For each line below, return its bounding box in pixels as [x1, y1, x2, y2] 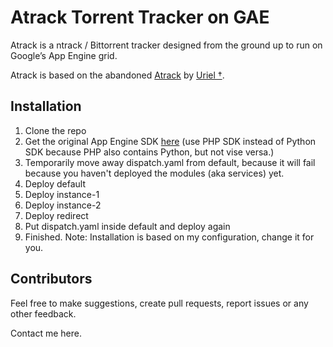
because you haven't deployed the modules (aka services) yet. [24, 167, 285, 179]
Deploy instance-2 [24, 199, 102, 211]
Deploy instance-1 [24, 188, 100, 200]
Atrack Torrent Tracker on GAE [10, 6, 270, 29]
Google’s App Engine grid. [10, 49, 118, 61]
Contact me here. [10, 327, 82, 339]
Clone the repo [24, 124, 87, 136]
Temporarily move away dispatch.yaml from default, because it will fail [24, 156, 316, 168]
